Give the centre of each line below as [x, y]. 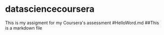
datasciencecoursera [50, 9]
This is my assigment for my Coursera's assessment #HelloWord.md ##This [82, 23]
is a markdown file [24, 28]
